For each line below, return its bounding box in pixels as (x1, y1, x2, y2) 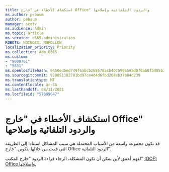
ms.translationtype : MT (5, 77, 55, 82)
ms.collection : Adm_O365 (5, 49, 57, 54)
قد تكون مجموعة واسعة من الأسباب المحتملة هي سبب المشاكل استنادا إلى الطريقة (5, 140, 160, 146)
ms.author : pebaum (5, 12, 44, 17)
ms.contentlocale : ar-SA (5, 82, 57, 87)
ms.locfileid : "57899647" (5, 92, 59, 97)
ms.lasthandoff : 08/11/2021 (5, 87, 64, 92)
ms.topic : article (5, 31, 44, 36)
